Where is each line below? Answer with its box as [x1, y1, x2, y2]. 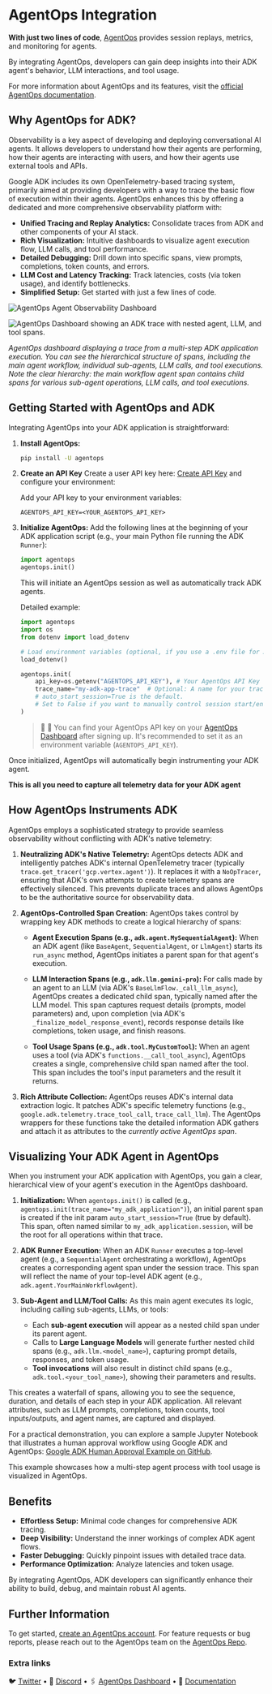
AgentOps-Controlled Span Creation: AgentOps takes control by [19, 907, 239, 918]
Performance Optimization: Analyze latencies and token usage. [19, 1559, 235, 1569]
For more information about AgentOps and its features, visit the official [8, 81, 244, 91]
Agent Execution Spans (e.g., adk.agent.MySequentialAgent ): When [32, 932, 259, 942]
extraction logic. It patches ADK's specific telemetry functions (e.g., [19, 1100, 247, 1110]
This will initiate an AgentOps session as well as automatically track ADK [19, 578, 261, 588]
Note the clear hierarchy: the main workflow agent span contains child [8, 369, 244, 378]
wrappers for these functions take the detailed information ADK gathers [19, 1118, 259, 1127]
